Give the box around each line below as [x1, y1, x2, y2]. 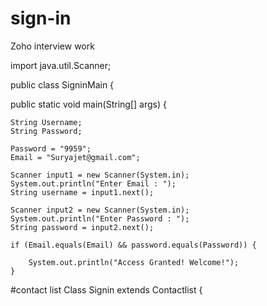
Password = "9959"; [10, 143, 92, 154]
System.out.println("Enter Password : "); [10, 213, 190, 224]
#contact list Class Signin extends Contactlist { [10, 283, 203, 296]
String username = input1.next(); [10, 187, 155, 197]
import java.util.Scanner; [10, 59, 112, 71]
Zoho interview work [10, 40, 95, 52]
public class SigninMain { [10, 78, 115, 91]
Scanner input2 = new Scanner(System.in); [10, 205, 190, 215]
